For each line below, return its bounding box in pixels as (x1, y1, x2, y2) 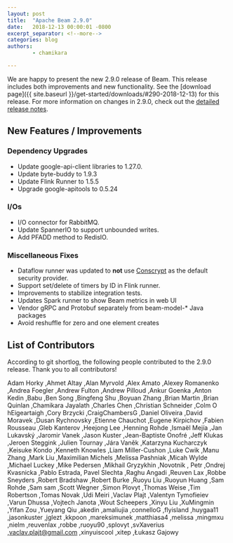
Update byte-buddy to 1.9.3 (17, 169, 98, 178)
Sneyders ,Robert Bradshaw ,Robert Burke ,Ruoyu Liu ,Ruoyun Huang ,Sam (7, 476, 225, 484)
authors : (7, 43, 33, 50)
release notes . (7, 105, 48, 113)
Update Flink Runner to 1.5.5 (17, 177, 100, 185)
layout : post (7, 10, 46, 18)
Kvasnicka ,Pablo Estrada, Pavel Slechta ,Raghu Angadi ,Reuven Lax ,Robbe (7, 468, 227, 476)
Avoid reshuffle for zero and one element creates (17, 319, 159, 327)
